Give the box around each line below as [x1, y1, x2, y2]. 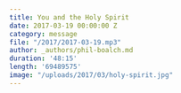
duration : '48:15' [9, 54, 78, 63]
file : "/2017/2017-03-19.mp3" [9, 37, 122, 47]
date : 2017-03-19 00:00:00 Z [9, 21, 118, 30]
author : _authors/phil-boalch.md [9, 46, 134, 55]
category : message [9, 29, 78, 38]
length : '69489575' [9, 63, 82, 72]
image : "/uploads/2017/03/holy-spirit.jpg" [9, 71, 174, 80]
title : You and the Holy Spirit [9, 12, 129, 22]
